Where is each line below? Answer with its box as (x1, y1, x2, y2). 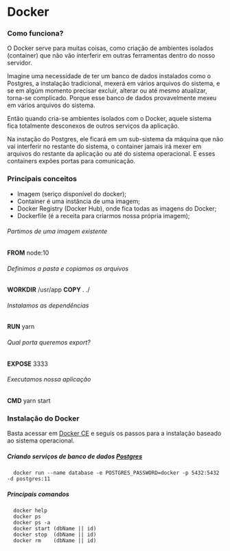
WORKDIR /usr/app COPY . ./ (7, 285, 91, 294)
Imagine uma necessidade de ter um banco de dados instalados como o (7, 72, 211, 80)
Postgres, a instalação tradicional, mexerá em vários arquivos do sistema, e (7, 80, 220, 88)
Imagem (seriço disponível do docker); (16, 189, 127, 198)
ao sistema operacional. (7, 436, 75, 445)
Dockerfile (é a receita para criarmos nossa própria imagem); (16, 211, 190, 220)
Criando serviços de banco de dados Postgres (7, 452, 143, 460)
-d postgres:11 (7, 476, 51, 482)
